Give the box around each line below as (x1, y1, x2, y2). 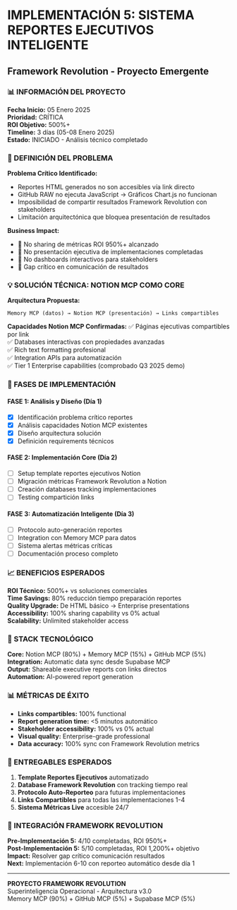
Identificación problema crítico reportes (17, 413, 133, 421)
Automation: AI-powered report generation (7, 673, 134, 681)
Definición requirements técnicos (17, 436, 114, 445)
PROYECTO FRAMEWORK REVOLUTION (7, 880, 126, 888)
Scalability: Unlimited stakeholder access (7, 616, 129, 625)
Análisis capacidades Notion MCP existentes (17, 421, 148, 429)
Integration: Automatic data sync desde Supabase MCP (7, 657, 171, 666)
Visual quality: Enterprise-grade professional (17, 731, 150, 741)
